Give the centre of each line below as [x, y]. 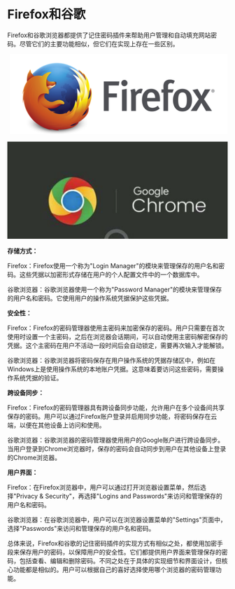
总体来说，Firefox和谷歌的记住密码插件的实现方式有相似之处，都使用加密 [112, 543]
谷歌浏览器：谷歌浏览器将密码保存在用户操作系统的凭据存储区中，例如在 [111, 360]
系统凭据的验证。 [38, 378]
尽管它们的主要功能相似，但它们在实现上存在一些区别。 [99, 43]
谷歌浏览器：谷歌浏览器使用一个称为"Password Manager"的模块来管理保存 [115, 289]
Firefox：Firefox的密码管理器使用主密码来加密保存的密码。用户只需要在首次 [116, 328]
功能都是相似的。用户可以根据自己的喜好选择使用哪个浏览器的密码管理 [114, 569]
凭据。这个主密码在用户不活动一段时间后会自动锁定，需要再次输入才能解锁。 [117, 345]
